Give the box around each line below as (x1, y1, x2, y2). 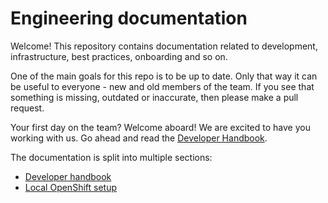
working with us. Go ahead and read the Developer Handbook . (10, 132, 268, 144)
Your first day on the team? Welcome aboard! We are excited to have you (10, 121, 311, 133)
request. (10, 102, 45, 114)
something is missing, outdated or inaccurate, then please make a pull (10, 91, 299, 103)
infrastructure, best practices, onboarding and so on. (10, 50, 228, 62)
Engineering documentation (10, 7, 248, 30)
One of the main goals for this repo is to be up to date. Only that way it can (10, 70, 318, 82)
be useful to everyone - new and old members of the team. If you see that (10, 80, 315, 92)
